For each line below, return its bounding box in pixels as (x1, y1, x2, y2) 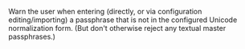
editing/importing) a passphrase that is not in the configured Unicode (8, 15, 238, 24)
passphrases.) (8, 32, 56, 41)
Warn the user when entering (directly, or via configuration (8, 7, 202, 16)
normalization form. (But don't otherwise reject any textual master (8, 24, 227, 32)
